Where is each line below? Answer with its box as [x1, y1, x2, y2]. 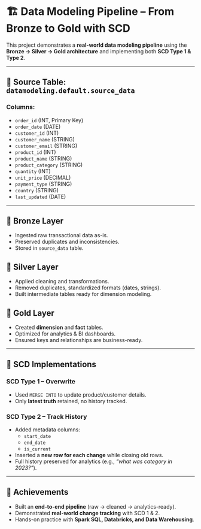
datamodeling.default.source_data [6, 86, 135, 95]
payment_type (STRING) [14, 180, 72, 188]
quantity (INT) [14, 167, 51, 174]
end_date [23, 440, 46, 446]
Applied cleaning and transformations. [14, 278, 109, 285]
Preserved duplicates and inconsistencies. [14, 238, 120, 246]
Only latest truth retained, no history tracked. [14, 397, 127, 404]
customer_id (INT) [14, 129, 59, 137]
